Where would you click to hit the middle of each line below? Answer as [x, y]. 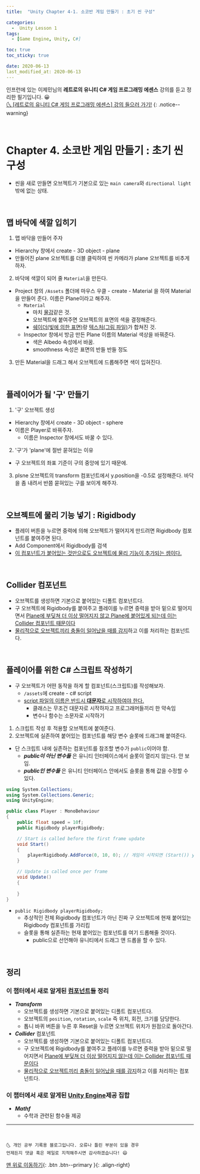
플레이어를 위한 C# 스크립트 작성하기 [69, 670]
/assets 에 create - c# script [57, 693]
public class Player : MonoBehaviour [53, 811]
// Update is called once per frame [62, 872]
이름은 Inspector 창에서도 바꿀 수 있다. [69, 438]
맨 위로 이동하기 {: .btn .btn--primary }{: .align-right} [68, 1165]
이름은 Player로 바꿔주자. [44, 430]
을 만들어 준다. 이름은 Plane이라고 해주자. [63, 298]
